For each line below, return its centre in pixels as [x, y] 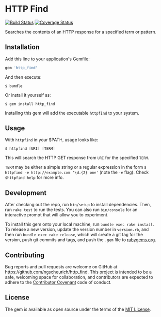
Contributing [25, 255]
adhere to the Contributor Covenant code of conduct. [58, 282]
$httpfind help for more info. [34, 177]
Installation [22, 47]
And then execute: [23, 77]
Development [26, 193]
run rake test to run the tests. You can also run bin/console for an [71, 210]
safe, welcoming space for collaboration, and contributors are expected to [79, 277]
